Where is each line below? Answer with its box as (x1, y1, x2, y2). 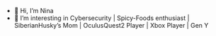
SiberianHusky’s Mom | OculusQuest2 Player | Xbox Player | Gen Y (13, 21, 209, 29)
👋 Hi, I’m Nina (13, 7, 55, 15)
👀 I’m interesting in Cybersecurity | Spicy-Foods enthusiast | (13, 14, 190, 22)
